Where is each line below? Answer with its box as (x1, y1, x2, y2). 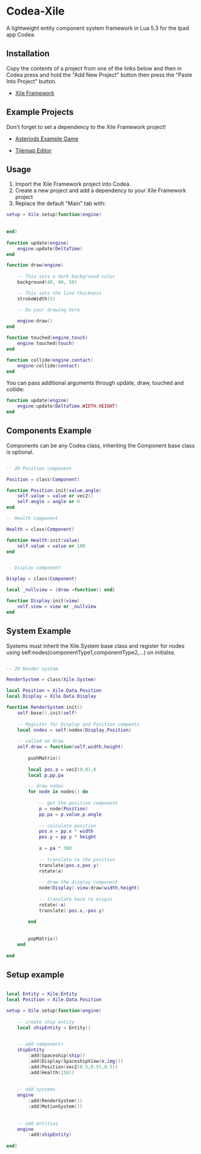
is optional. (6, 448, 34, 456)
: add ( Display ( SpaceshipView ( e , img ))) (28, 1058, 123, 1065)
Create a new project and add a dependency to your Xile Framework (15, 187, 186, 194)
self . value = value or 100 (17, 543, 86, 549)
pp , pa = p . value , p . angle (38, 811, 102, 818)
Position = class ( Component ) (6, 476, 80, 482)
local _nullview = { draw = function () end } (6, 587, 115, 593)
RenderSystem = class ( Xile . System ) (6, 676, 97, 683)
